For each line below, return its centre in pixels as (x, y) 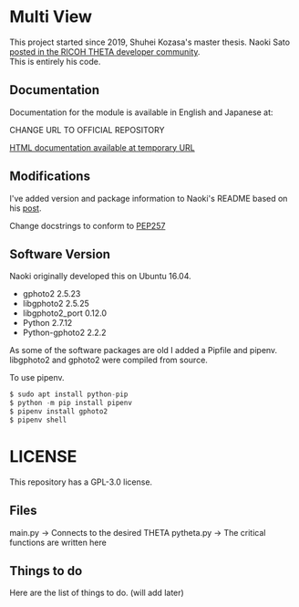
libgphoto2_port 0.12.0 (65, 313)
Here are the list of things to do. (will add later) (97, 593)
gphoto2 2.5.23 (52, 294)
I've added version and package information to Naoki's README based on (149, 198)
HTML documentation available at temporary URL (102, 147)
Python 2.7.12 (47, 323)
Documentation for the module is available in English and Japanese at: (141, 112)
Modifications (50, 177)
